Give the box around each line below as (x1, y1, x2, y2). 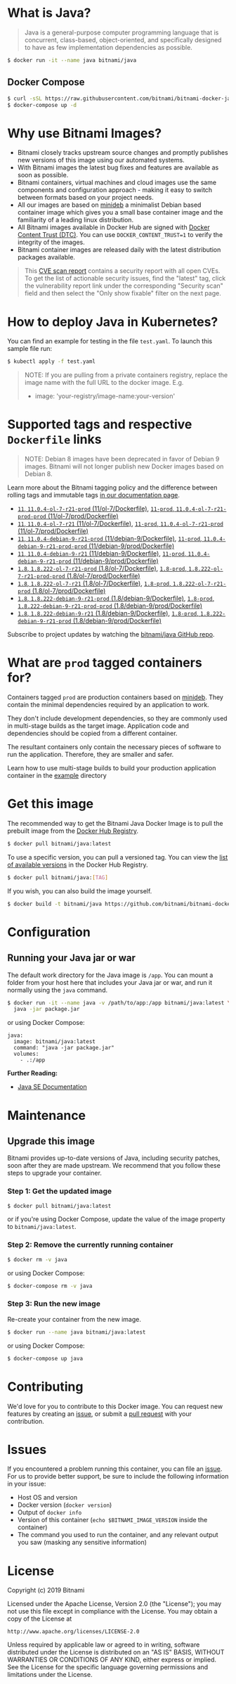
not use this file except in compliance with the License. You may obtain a (7, 1607, 218, 1616)
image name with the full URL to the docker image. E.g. (24, 378, 184, 387)
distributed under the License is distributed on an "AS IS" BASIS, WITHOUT (7, 1648, 225, 1657)
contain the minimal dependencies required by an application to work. (7, 701, 209, 708)
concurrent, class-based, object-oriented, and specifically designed (24, 35, 222, 44)
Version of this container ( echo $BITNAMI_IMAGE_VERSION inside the (17, 1516, 208, 1524)
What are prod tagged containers (7, 655, 202, 671)
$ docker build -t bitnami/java (7, 900, 102, 907)
